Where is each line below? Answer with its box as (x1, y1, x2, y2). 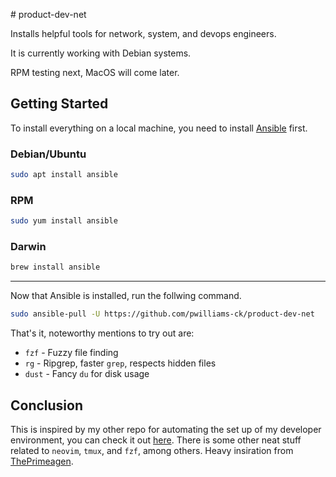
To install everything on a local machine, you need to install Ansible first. (10, 122, 308, 134)
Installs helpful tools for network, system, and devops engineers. (10, 28, 277, 39)
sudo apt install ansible (10, 170, 118, 180)
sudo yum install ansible (10, 216, 118, 226)
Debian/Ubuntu (10, 147, 87, 161)
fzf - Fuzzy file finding (24, 347, 119, 359)
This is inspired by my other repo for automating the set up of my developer (10, 424, 322, 436)
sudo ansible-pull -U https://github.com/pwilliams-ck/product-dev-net (10, 309, 315, 319)
